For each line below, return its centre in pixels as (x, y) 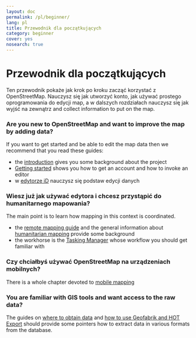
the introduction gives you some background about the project (91, 162)
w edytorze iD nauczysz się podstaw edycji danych (77, 181)
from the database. (29, 330)
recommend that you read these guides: (55, 150)
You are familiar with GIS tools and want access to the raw (91, 297)
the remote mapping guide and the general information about (89, 228)
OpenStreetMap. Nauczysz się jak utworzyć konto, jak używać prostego (94, 96)
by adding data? (30, 132)
